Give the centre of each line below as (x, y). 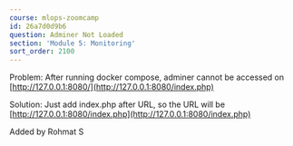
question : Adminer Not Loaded (67, 34)
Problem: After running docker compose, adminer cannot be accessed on (147, 77)
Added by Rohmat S (47, 131)
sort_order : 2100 (42, 52)
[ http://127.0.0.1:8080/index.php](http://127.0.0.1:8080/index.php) (130, 114)
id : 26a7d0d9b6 (38, 26)
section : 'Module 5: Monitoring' (73, 43)
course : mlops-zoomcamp (54, 18)
